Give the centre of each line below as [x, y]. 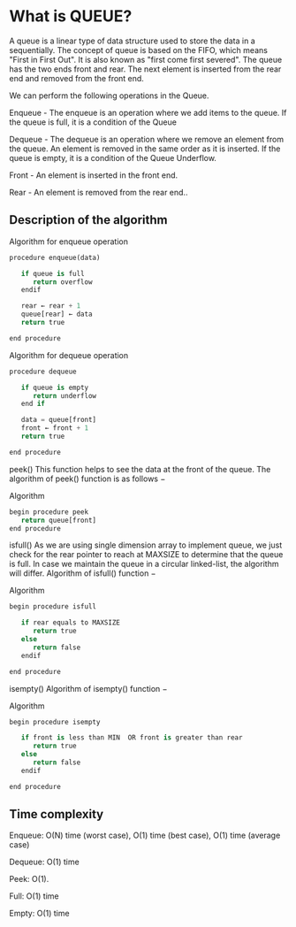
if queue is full [53, 273]
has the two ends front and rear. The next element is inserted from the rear [145, 69]
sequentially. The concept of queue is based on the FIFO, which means [138, 50]
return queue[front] [59, 520]
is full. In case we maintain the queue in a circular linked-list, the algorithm [144, 564]
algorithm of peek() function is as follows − [87, 479]
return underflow [65, 395]
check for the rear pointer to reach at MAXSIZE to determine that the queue [146, 555]
